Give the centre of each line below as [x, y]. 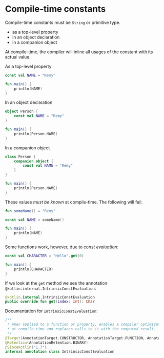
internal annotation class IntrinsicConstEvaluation [60, 352]
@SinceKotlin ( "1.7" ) [26, 347]
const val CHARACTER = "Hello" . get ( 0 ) [44, 256]
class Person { [20, 157]
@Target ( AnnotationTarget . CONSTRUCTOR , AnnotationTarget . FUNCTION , [75, 338]
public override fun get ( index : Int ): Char [50, 302]
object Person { [21, 111]
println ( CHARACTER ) [34, 269]
